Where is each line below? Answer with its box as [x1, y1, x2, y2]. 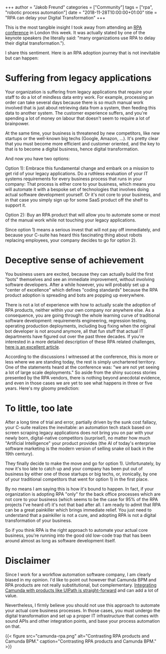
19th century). [5, 450, 34, 456]
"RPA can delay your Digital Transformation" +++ [5, 15, 106, 20]
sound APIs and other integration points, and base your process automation [5, 618, 160, 624]
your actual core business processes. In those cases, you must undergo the [5, 607, 161, 613]
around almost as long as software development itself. [5, 537, 116, 543]
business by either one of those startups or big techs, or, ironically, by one [5, 471, 158, 477]
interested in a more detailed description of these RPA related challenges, [5, 339, 156, 345]
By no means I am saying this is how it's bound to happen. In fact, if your [5, 486, 154, 492]
